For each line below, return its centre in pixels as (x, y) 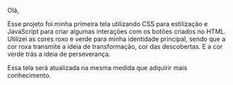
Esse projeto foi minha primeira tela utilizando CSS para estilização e (108, 24)
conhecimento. (29, 75)
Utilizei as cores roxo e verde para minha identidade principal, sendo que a (116, 39)
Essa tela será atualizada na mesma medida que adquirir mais (97, 68)
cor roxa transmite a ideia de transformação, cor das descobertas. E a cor (115, 46)
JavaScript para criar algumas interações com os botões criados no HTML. (117, 32)
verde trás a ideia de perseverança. (59, 54)
